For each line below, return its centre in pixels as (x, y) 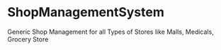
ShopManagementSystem (86, 12)
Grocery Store (28, 39)
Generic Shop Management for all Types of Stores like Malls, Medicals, (110, 32)
